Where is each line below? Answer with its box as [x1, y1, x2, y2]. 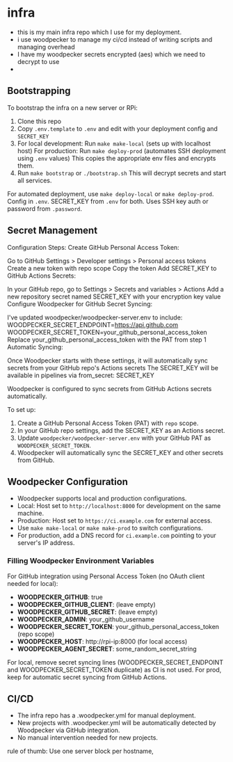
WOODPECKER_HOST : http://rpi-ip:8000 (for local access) [17, 637, 188, 645]
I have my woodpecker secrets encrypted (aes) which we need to [17, 50, 206, 58]
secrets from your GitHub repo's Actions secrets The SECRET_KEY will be [7, 363, 219, 372]
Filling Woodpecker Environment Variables [7, 556, 154, 566]
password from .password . [7, 204, 82, 213]
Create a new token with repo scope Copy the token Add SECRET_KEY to [7, 264, 217, 272]
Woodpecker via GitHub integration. [17, 726, 120, 735]
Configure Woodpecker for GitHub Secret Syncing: [7, 299, 153, 308]
